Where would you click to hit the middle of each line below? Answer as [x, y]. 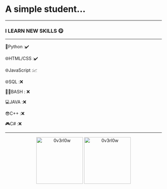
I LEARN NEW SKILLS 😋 [34, 31]
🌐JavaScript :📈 [21, 70]
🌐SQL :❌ [14, 82]
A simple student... [45, 9]
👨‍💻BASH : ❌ [18, 92]
